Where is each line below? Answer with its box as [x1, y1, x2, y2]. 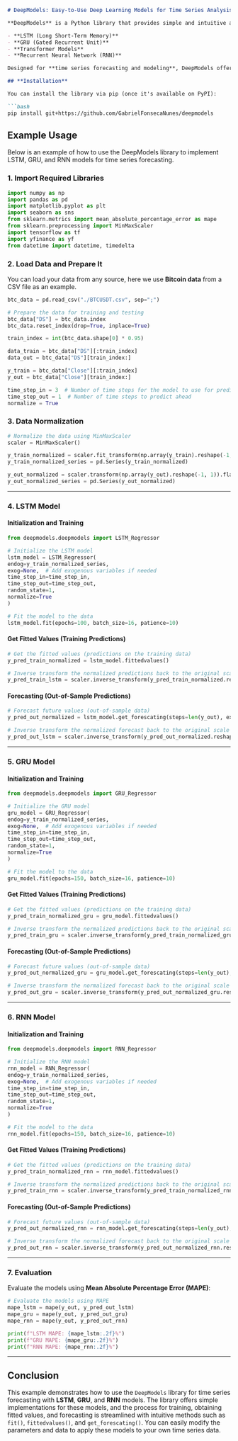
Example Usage [7, 130, 78, 142]
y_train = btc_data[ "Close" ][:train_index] [7, 367, 138, 375]
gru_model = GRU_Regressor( [7, 809, 91, 816]
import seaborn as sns [7, 209, 74, 216]
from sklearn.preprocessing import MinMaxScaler [7, 222, 154, 230]
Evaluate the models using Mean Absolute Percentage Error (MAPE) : [7, 1284, 211, 1292]
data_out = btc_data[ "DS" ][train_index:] [7, 354, 132, 361]
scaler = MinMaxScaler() [7, 439, 81, 446]
